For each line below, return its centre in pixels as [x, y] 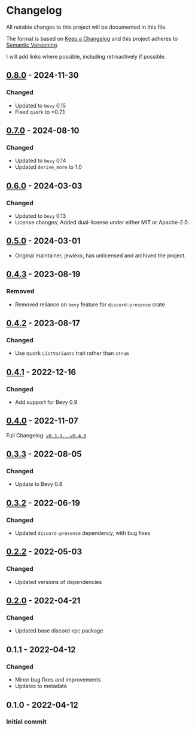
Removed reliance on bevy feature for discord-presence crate [90, 304]
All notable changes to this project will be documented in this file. [87, 27]
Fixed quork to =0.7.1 [40, 112]
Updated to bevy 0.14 [40, 161]
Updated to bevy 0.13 [40, 216]
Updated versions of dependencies [58, 582]
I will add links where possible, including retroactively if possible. [86, 56]
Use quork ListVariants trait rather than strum [72, 353]
